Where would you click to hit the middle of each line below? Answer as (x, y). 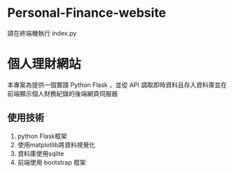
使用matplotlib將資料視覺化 (56, 144)
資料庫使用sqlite (41, 153)
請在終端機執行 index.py (42, 33)
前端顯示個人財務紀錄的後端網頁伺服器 (62, 93)
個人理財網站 (44, 64)
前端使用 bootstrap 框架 (51, 162)
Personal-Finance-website (87, 13)
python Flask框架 (42, 136)
